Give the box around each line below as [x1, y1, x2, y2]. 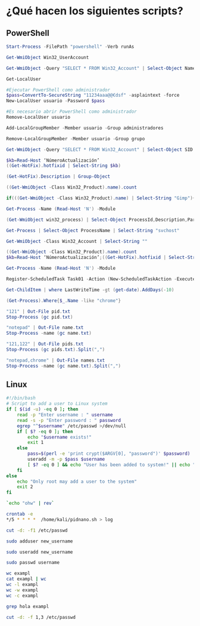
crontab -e [6, 511, 33, 517]
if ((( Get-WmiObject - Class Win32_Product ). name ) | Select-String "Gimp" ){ [6, 195, 196, 201]
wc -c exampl [6, 593, 39, 599]
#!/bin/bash [6, 395, 36, 401]
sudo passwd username [6, 560, 60, 566]
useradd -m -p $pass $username [27, 457, 105, 462]
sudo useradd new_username [6, 549, 73, 555]
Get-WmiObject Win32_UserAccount [6, 54, 89, 60]
